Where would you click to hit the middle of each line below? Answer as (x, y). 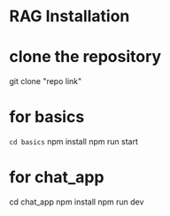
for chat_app (57, 177)
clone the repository (85, 57)
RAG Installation (70, 16)
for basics (47, 117)
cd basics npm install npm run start (74, 142)
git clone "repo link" (46, 81)
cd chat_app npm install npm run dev (77, 202)
